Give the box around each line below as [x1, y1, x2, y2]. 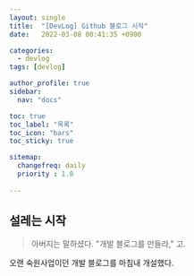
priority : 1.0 [17, 169, 74, 178]
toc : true [9, 111, 46, 121]
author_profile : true [9, 79, 90, 88]
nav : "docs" [17, 95, 63, 104]
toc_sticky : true [9, 136, 74, 146]
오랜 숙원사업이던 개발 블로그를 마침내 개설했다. [9, 257, 174, 269]
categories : [9, 46, 54, 55]
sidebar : [9, 87, 42, 96]
